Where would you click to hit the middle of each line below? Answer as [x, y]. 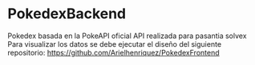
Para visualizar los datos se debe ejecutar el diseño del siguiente [115, 44]
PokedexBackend [67, 14]
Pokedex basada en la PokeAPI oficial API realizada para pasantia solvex [127, 36]
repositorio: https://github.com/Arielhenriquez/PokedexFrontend [113, 52]
